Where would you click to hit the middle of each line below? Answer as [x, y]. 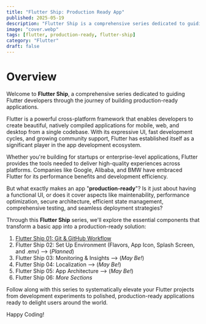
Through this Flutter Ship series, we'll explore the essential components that [103, 219]
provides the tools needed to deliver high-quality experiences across [93, 163]
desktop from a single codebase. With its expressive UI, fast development [100, 132]
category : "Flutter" [33, 41]
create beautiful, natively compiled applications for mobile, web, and [93, 125]
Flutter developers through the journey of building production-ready [92, 100]
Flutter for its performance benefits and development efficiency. [87, 176]
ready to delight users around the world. [57, 302]
